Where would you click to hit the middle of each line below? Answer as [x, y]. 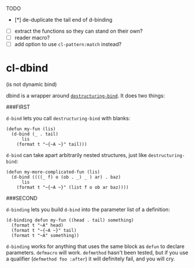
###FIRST [18, 107]
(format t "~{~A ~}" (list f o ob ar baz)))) [73, 187]
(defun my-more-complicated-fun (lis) [53, 172]
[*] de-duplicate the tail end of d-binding [63, 20]
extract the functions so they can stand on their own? [78, 31]
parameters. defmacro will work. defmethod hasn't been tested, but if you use [97, 253]
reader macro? [32, 38]
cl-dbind [27, 68]
